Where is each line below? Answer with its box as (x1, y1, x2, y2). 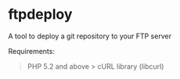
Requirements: (8, 46, 55, 56)
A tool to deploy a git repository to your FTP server (8, 31, 172, 41)
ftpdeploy (8, 5, 73, 23)
